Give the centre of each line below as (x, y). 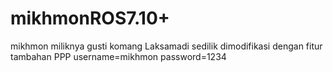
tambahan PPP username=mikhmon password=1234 (118, 56)
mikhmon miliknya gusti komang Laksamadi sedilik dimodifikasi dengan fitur (166, 46)
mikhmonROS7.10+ (90, 18)
